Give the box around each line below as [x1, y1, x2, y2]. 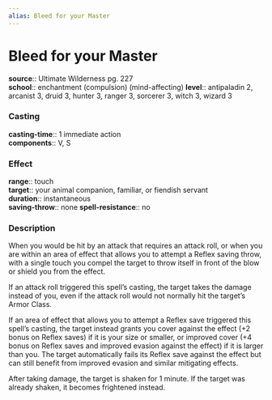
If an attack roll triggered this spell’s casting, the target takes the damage [8, 283, 253, 292]
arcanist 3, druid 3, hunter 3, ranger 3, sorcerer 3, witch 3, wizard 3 [8, 91, 232, 100]
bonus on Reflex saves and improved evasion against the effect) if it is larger [8, 341, 264, 351]
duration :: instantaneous [8, 194, 91, 203]
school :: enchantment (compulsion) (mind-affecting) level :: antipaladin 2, [8, 82, 253, 91]
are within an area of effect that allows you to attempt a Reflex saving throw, [8, 249, 261, 259]
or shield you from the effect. [8, 266, 106, 276]
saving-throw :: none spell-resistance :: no [8, 202, 151, 212]
